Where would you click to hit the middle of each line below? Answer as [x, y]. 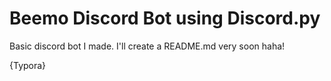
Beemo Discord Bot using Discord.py [165, 18]
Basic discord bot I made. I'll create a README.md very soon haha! [147, 46]
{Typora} [28, 65]
